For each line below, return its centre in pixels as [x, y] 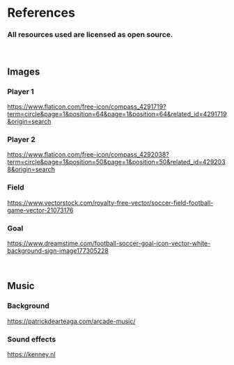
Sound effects [32, 339]
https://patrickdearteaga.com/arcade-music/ [71, 321]
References [41, 13]
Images [24, 71]
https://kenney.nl [31, 355]
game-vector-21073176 [40, 210]
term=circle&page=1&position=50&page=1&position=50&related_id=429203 [116, 162]
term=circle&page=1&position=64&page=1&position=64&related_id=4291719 [117, 114]
